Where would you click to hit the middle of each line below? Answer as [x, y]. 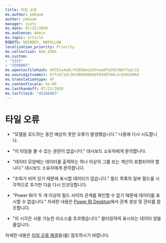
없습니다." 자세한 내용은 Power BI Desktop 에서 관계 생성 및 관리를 [91, 202]
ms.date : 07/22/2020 [27, 28]
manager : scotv [21, 24]
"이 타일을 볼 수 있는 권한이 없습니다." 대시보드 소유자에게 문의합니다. [79, 151]
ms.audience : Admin [25, 33]
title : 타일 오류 [21, 10]
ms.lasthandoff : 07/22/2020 [34, 89]
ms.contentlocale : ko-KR [31, 84]
